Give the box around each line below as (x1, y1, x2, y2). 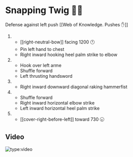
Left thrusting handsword (20, 73, 73, 79)
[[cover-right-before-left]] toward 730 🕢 (20, 116, 105, 122)
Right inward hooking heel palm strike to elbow (20, 51, 117, 58)
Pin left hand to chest (20, 46, 64, 52)
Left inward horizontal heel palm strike (20, 105, 100, 111)
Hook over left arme (20, 62, 62, 68)
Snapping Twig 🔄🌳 (5, 5, 83, 16)
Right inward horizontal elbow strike (20, 99, 95, 106)
